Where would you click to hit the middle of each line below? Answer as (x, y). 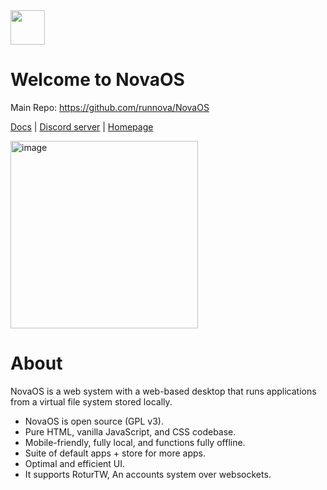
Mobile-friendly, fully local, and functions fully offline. (135, 442)
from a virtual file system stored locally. (91, 401)
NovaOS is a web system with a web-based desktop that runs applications (163, 391)
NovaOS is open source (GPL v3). (94, 421)
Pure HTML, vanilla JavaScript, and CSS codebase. (130, 431)
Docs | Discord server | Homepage (82, 126)
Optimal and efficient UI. (75, 463)
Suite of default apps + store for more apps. (115, 453)
